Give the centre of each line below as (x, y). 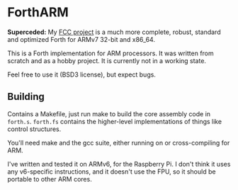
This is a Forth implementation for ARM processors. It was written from (110, 53)
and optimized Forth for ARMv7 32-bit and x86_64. (81, 39)
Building (26, 97)
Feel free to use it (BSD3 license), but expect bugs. (81, 74)
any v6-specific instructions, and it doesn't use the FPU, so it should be (112, 172)
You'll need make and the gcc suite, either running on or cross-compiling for (119, 142)
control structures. (34, 129)
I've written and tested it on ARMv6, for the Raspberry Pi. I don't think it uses (119, 164)
